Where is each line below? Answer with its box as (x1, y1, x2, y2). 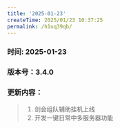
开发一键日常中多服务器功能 (34, 113, 114, 122)
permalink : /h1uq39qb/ (7, 23, 72, 30)
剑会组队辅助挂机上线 (34, 104, 95, 113)
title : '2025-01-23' (7, 10, 67, 17)
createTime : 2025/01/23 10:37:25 (7, 17, 103, 24)
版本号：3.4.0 (7, 67, 54, 77)
